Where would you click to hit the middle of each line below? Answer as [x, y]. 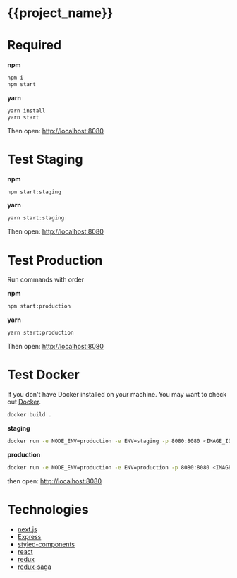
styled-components [46, 544]
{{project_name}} [60, 13]
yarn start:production [41, 333]
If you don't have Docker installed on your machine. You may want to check [117, 394]
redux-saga [34, 567]
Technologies [48, 509]
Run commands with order [46, 279]
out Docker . [24, 402]
